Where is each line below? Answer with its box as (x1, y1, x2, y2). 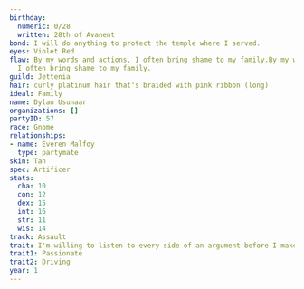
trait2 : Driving (9, 257, 71, 267)
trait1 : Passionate (9, 249, 83, 258)
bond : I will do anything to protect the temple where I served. (9, 38, 261, 48)
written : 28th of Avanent (17, 30, 116, 39)
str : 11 (17, 215, 47, 225)
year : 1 (9, 266, 39, 275)
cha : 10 (17, 182, 47, 191)
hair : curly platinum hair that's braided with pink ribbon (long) (9, 81, 270, 90)
